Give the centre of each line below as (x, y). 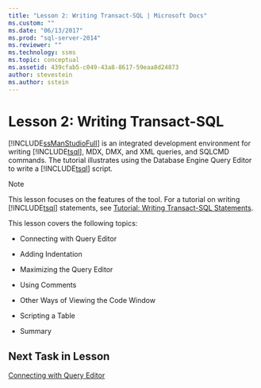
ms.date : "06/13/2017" (46, 30)
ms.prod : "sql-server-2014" (55, 38)
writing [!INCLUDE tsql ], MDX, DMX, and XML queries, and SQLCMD (119, 152)
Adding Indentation (51, 254)
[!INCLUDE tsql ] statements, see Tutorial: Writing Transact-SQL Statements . (131, 208)
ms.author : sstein (38, 82)
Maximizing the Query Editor (66, 270)
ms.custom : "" (32, 23)
